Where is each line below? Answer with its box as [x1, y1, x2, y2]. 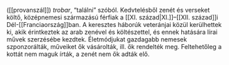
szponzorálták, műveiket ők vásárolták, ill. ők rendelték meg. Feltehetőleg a [6, 43, 222, 50]
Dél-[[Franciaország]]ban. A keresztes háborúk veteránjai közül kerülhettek [6, 21, 222, 28]
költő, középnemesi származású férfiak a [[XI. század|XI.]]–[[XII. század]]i [6, 13, 219, 21]
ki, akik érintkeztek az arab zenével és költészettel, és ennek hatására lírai [6, 28, 218, 36]
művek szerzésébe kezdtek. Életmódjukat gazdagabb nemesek [6, 35, 187, 44]
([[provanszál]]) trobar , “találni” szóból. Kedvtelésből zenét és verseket [6, 6, 210, 14]
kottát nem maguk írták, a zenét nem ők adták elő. [6, 50, 150, 58]
